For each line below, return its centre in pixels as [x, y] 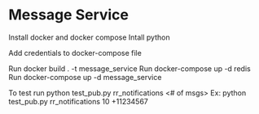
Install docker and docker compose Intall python [89, 37]
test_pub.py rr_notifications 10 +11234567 [79, 101]
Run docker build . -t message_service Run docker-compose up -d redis [129, 68]
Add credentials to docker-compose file [75, 53]
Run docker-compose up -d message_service [85, 77]
